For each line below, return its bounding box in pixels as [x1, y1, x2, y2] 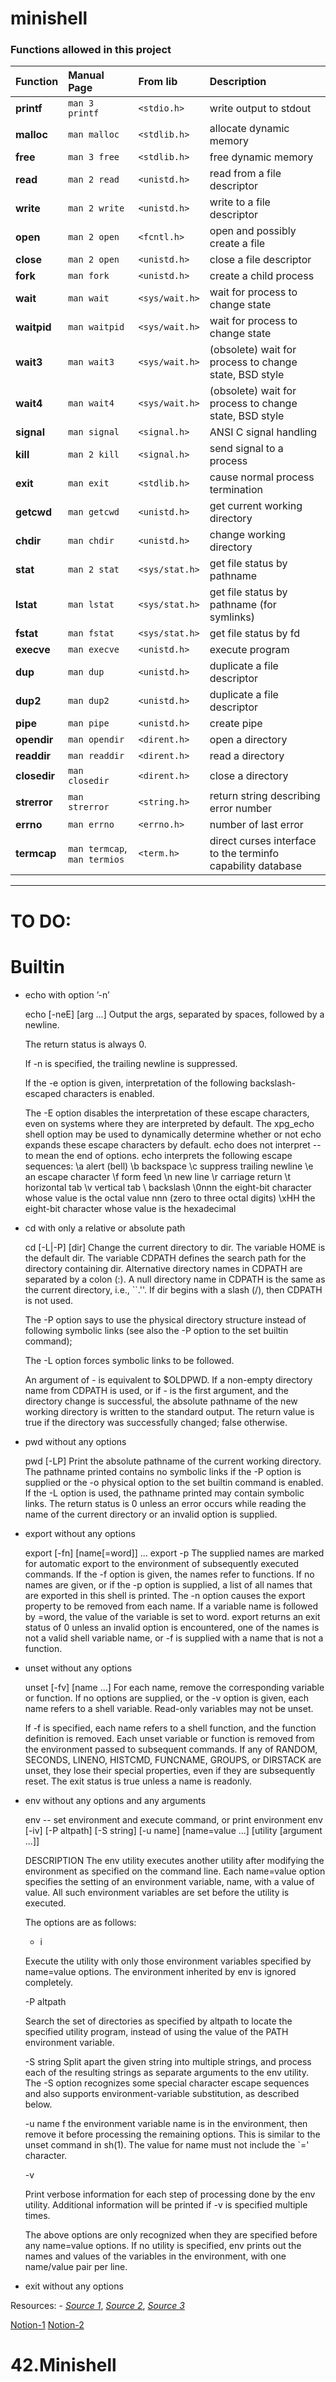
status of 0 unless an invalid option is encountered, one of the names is [24, 1621, 320, 1633]
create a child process [209, 269, 315, 283]
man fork [68, 270, 110, 282]
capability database [209, 859, 303, 873]
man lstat [68, 599, 115, 611]
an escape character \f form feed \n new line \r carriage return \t [24, 1170, 291, 1182]
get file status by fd [209, 627, 300, 641]
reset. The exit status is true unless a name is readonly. [24, 1775, 252, 1787]
